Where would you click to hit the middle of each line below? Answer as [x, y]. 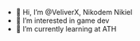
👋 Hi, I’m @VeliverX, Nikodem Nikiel [74, 12]
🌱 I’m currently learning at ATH [66, 29]
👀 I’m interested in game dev [62, 20]
